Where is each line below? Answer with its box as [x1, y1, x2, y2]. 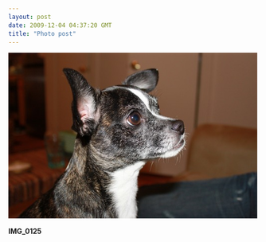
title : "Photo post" [8, 29, 77, 37]
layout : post [8, 13, 52, 21]
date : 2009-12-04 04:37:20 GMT [8, 21, 112, 29]
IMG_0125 [8, 227, 42, 236]
